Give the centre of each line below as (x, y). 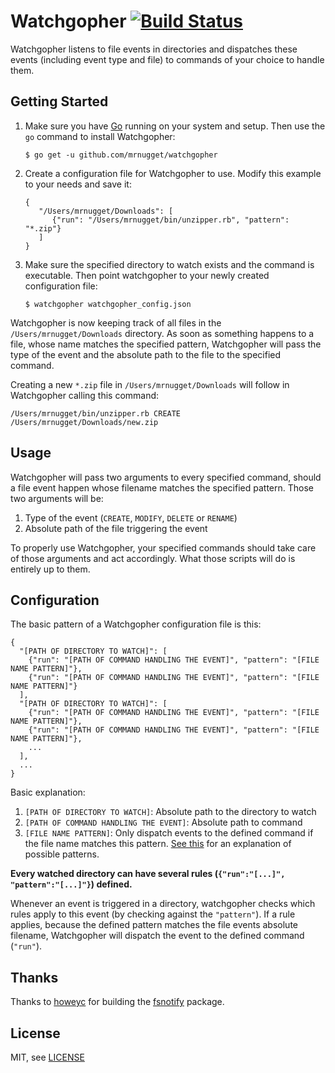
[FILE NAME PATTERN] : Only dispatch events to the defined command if (169, 833)
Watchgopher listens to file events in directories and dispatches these (154, 49)
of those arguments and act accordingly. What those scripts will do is (153, 558)
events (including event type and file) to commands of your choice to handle (167, 59)
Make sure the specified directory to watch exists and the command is (169, 264)
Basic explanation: (48, 792)
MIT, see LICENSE (47, 1057)
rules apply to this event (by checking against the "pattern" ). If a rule (153, 914)
